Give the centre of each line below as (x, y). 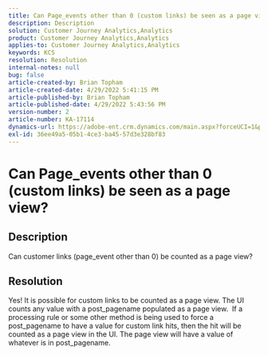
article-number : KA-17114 (51, 120)
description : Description (51, 23)
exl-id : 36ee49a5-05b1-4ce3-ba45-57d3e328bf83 (87, 134)
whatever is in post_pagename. (59, 343)
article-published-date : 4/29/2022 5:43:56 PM (87, 105)
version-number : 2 (39, 112)
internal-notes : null (44, 68)
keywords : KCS (32, 53)
